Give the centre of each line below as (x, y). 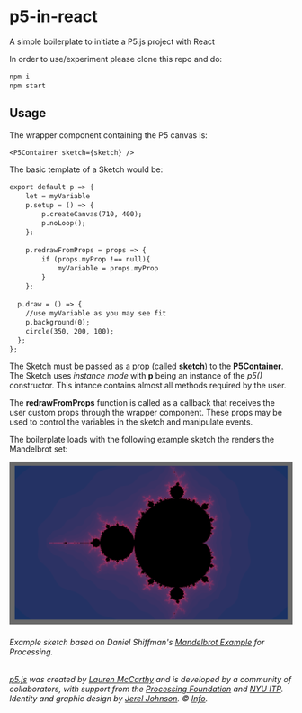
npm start (28, 86)
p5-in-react (53, 17)
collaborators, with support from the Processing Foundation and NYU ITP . (147, 689)
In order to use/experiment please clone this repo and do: (116, 59)
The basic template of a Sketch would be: (86, 169)
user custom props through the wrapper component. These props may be (146, 412)
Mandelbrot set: (39, 449)
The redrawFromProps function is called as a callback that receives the (142, 402)
